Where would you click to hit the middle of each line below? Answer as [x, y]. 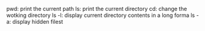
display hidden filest [37, 22]
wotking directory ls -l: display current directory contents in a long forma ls [101, 15]
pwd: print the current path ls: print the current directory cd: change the [97, 9]
